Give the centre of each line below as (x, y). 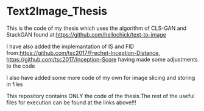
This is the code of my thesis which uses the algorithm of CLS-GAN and (97, 28)
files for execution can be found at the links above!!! (71, 102)
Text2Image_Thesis (57, 11)
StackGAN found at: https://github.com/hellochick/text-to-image (86, 34)
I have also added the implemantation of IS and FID (70, 46)
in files (15, 84)
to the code (21, 66)
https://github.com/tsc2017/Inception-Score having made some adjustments (102, 59)
